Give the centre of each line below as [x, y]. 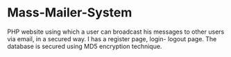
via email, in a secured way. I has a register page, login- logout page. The [112, 38]
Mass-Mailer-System [70, 13]
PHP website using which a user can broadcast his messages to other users [116, 32]
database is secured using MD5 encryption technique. [85, 46]
